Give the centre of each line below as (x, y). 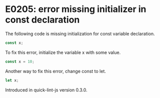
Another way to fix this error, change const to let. (56, 71)
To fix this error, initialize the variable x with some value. (63, 52)
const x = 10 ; (20, 61)
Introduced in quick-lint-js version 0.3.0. (46, 90)
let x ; (12, 80)
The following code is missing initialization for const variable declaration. (80, 33)
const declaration (42, 20)
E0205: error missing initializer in (76, 9)
